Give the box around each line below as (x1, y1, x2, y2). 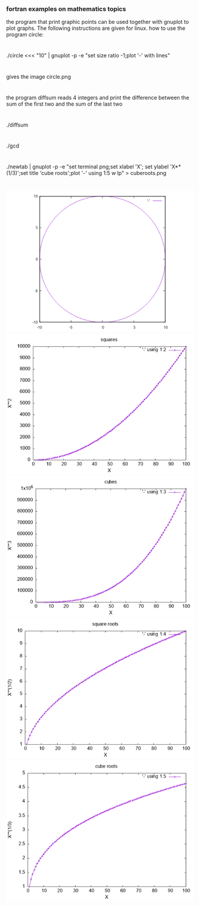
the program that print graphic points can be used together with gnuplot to (6, 19, 189, 26)
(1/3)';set (6, 170, 29, 177)
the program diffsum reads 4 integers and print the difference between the (6, 94, 189, 101)
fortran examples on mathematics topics (6, 5, 126, 13)
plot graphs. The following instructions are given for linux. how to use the (6, 24, 186, 32)
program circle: (6, 31, 43, 38)
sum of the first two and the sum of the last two (6, 100, 123, 108)
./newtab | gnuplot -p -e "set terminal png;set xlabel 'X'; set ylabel (6, 163, 169, 170)
